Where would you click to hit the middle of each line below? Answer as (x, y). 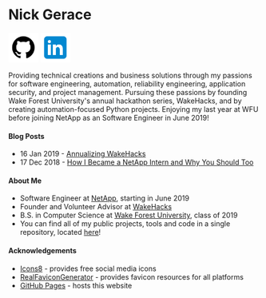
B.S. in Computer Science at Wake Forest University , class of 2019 (129, 215)
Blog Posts (27, 136)
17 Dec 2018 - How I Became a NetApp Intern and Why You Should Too (137, 162)
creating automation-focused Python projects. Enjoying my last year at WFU (133, 109)
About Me (25, 181)
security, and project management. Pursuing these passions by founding (128, 92)
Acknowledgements (43, 250)
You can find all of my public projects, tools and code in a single (125, 224)
